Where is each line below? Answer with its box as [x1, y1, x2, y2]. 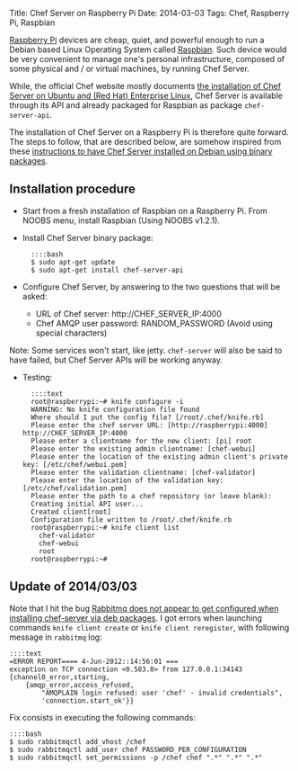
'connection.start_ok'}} [41, 696, 135, 705]
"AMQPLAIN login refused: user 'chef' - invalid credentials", [41, 688, 283, 697]
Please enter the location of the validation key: [31, 476, 224, 485]
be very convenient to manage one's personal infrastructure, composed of [9, 54, 285, 64]
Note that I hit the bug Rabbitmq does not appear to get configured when [9, 603, 279, 614]
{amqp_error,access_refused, [25, 680, 135, 689]
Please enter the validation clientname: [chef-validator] [31, 468, 257, 477]
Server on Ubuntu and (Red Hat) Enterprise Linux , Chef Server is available [9, 90, 283, 101]
